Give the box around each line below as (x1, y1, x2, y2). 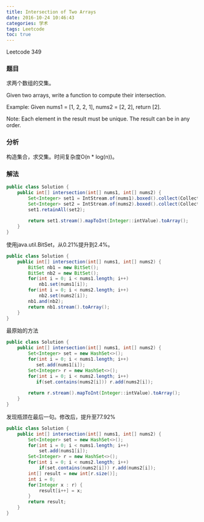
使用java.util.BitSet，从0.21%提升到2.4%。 (6, 241, 114, 248)
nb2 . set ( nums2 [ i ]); (38, 293, 88, 299)
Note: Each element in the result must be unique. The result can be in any (6, 115, 190, 122)
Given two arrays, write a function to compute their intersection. (6, 92, 166, 99)
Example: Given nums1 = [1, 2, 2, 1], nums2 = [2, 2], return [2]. (6, 103, 161, 111)
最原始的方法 (6, 327, 38, 335)
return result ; (28, 499, 67, 505)
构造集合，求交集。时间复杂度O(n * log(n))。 (6, 153, 118, 160)
